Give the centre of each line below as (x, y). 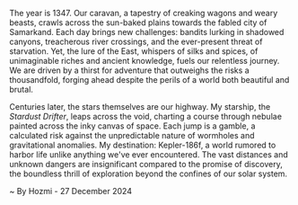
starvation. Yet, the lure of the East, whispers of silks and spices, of (134, 51)
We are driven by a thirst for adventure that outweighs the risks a (129, 70)
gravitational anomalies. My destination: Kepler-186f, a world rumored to (143, 145)
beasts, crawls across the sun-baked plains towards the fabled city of (138, 22)
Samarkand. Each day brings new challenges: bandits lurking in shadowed (147, 32)
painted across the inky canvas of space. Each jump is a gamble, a (132, 126)
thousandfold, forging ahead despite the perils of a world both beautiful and (149, 80)
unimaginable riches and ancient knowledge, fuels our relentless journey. (145, 61)
